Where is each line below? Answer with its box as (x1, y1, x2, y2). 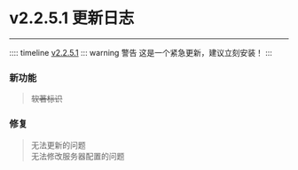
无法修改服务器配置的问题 (30, 151, 125, 161)
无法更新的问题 (30, 139, 86, 151)
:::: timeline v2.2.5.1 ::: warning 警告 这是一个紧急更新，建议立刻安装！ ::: (9, 47, 273, 58)
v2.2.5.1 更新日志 (9, 8, 135, 28)
